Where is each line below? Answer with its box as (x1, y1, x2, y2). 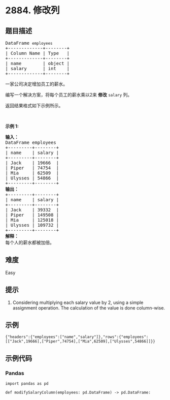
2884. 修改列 (5, 5, 60, 16)
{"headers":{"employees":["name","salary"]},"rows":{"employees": (5, 334, 149, 340)
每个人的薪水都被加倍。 (5, 240, 54, 245)
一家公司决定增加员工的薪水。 (5, 81, 67, 87)
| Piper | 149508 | (5, 212, 59, 218)
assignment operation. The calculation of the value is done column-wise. (12, 304, 165, 311)
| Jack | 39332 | (5, 207, 59, 212)
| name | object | (5, 60, 70, 66)
